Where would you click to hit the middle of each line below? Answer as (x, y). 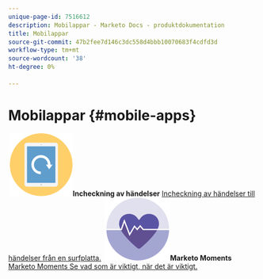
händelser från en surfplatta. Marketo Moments (120, 258)
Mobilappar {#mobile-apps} (102, 115)
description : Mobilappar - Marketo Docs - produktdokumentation (116, 25)
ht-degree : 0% (32, 67)
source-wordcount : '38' (48, 59)
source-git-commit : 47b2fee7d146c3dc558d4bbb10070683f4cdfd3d (113, 42)
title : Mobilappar (38, 33)
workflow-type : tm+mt (44, 50)
